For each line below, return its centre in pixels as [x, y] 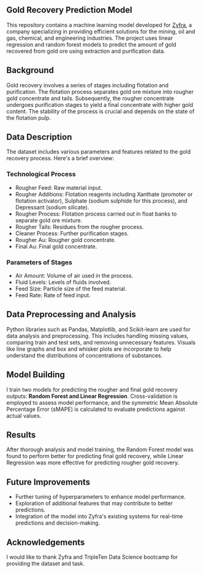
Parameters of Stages [39, 262]
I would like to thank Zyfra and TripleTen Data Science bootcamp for [92, 557]
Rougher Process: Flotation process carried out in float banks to [96, 214]
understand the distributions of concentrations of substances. [85, 355]
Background [30, 70]
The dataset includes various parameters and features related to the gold [99, 152]
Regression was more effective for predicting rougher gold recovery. [93, 462]
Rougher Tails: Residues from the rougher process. [79, 227]
